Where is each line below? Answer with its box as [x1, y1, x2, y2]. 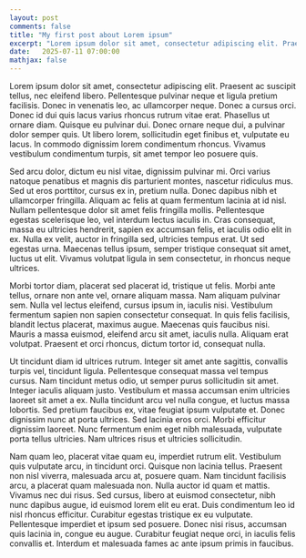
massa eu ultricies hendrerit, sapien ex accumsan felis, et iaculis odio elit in [9, 224, 292, 235]
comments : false [9, 22, 71, 31]
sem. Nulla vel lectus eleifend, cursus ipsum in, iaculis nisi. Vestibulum [9, 299, 273, 310]
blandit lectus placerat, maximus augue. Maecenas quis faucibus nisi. [9, 320, 270, 330]
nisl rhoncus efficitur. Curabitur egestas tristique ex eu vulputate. [9, 509, 253, 520]
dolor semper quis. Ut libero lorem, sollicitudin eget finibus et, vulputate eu [9, 129, 290, 139]
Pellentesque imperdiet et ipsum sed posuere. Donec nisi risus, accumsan [9, 519, 287, 529]
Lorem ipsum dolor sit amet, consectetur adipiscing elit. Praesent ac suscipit [9, 81, 296, 91]
